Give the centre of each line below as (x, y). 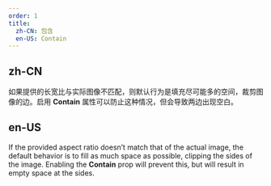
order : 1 (23, 16)
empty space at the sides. (51, 173)
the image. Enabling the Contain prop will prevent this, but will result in (126, 164)
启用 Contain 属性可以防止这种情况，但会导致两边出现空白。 (137, 102)
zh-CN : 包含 (35, 31)
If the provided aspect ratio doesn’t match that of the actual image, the (126, 147)
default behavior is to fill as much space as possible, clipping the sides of (131, 155)
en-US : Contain (41, 38)
